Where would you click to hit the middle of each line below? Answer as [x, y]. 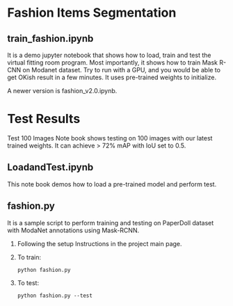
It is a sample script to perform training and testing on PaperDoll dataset [111, 223]
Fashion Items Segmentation [92, 13]
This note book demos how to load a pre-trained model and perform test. [112, 184]
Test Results [44, 119]
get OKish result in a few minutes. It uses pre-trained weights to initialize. [112, 77]
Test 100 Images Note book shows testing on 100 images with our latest [110, 138]
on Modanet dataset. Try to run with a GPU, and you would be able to [122, 70]
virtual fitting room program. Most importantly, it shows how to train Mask [112, 63]
